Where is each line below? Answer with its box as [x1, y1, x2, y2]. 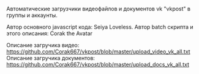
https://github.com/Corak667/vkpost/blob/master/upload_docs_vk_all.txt [6, 61, 190, 68]
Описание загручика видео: [6, 42, 80, 49]
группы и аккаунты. [6, 12, 58, 19]
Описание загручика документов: [6, 55, 95, 61]
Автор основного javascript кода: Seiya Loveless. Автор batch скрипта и [6, 24, 194, 30]
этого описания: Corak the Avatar [6, 30, 93, 37]
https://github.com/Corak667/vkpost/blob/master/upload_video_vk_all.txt [6, 48, 191, 55]
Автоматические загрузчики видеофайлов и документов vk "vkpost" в [6, 5, 191, 12]
